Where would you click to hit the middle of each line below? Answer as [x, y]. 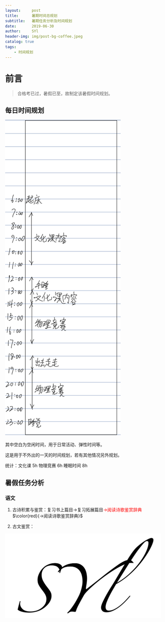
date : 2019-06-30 [30, 26]
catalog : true [20, 42]
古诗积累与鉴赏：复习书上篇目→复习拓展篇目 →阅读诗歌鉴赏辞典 [77, 510]
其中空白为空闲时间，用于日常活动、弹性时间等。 [55, 445]
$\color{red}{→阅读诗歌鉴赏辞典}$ [47, 516]
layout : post [23, 10]
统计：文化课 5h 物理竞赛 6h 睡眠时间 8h [46, 466]
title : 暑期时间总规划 [31, 16]
